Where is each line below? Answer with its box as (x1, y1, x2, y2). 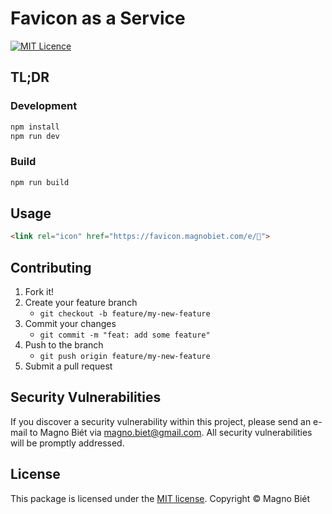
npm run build (10, 177, 70, 187)
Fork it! (24, 286, 55, 298)
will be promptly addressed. (10, 437, 125, 449)
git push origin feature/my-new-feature (39, 352, 211, 362)
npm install (10, 122, 60, 132)
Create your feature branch (24, 297, 138, 309)
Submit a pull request (24, 360, 113, 372)
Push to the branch (24, 339, 104, 351)
